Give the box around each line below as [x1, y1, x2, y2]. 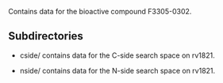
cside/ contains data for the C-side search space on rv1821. [19, 51, 216, 60]
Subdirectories [8, 29, 83, 43]
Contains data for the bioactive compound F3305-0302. [8, 7, 192, 16]
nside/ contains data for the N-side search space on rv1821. [19, 66, 216, 75]
